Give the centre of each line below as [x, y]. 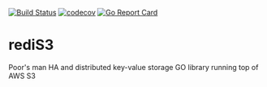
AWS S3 [22, 76]
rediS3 [31, 45]
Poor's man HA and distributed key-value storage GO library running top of [133, 67]
